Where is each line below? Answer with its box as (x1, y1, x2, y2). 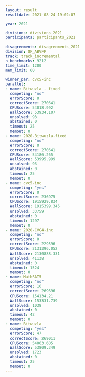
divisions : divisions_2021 (5, 30, 62, 35)
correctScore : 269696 (10, 288, 56, 294)
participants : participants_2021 (5, 35, 76, 40)
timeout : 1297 (10, 218, 39, 223)
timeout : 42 (10, 312, 35, 317)
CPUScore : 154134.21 (10, 293, 53, 299)
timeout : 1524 (10, 265, 39, 270)
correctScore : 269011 (10, 336, 56, 341)
